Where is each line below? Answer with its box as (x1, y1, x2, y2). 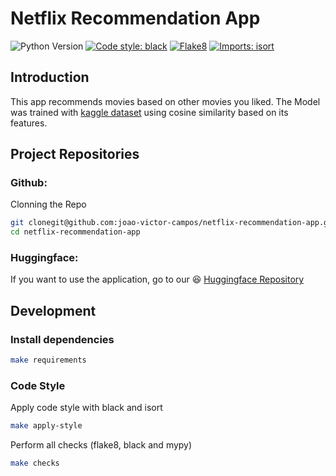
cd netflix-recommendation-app (10, 227, 141, 237)
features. (10, 117, 48, 129)
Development (10, 302, 97, 319)
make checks (10, 458, 60, 469)
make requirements (10, 355, 87, 366)
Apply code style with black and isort (10, 402, 163, 414)
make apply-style (10, 421, 83, 431)
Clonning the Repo (10, 198, 87, 211)
